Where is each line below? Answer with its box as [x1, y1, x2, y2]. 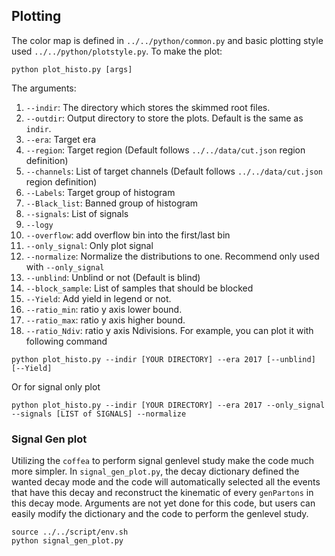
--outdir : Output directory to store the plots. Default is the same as [25, 112, 304, 124]
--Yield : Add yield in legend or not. [25, 292, 172, 304]
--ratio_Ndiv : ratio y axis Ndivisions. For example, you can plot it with [25, 324, 314, 336]
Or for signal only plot [11, 380, 101, 393]
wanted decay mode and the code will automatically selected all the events [11, 476, 321, 488]
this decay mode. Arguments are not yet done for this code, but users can [11, 497, 316, 509]
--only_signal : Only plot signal [25, 239, 154, 251]
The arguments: [11, 82, 77, 94]
